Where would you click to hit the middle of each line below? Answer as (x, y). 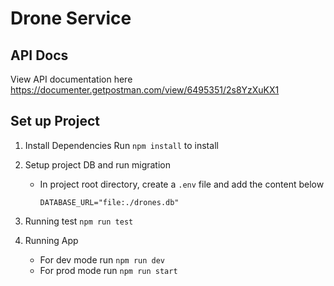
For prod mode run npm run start (108, 270)
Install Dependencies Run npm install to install (121, 145)
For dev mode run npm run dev (102, 259)
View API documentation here (71, 79)
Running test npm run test (79, 221)
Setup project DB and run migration (97, 164)
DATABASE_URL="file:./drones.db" (109, 202)
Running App (51, 240)
